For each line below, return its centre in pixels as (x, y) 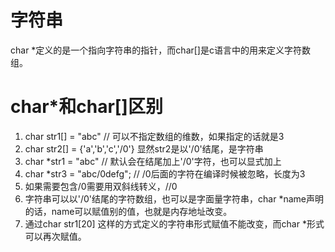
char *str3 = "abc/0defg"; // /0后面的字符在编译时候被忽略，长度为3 (165, 173)
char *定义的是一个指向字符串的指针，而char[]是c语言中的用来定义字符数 (160, 50)
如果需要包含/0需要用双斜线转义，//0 (101, 186)
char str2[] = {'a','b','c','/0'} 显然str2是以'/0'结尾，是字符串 (144, 148)
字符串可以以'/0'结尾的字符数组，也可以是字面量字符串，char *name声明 (174, 198)
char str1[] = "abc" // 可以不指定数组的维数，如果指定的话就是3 (154, 136)
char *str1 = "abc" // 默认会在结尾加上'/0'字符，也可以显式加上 (153, 161)
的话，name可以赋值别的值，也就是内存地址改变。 (128, 211)
